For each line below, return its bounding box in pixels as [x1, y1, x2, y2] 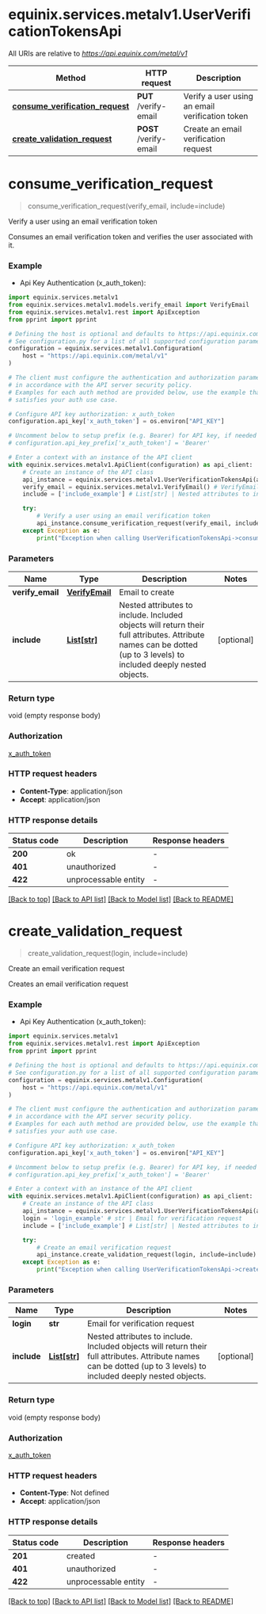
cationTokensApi [8, 22, 122, 40]
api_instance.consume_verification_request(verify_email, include [36, 519, 260, 528]
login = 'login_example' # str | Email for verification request [22, 1214, 243, 1222]
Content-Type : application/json [19, 786, 123, 796]
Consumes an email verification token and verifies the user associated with [8, 231, 253, 241]
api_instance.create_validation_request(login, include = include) [36, 1251, 257, 1259]
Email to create [118, 587, 175, 598]
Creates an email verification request [8, 979, 129, 989]
